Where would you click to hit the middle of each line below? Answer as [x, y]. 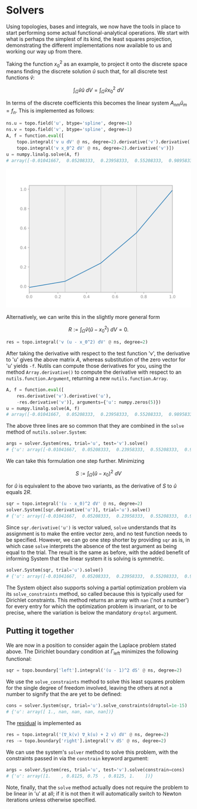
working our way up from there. [44, 51]
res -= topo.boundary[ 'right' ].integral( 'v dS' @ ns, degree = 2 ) [86, 741]
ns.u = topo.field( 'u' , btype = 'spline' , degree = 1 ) [69, 123]
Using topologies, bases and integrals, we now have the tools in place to [93, 26]
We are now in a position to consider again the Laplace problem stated [91, 645]
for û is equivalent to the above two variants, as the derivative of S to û [91, 486]
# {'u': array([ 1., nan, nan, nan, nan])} [60, 712]
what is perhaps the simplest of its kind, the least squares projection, [89, 39]
